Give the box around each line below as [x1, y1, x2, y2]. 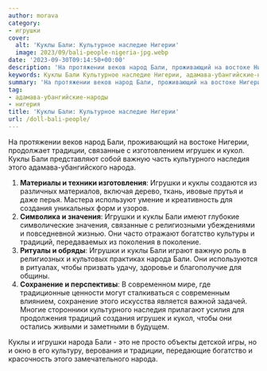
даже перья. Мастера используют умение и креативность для [19, 194, 233, 204]
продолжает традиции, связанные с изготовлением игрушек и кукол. [8, 145, 245, 155]
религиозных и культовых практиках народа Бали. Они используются [19, 254, 258, 264]
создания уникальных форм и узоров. [19, 203, 149, 213]
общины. [19, 271, 50, 280]
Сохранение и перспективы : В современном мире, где [19, 279, 211, 289]
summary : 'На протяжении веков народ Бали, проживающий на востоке [8, 78, 237, 86]
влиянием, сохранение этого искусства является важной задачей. [19, 296, 248, 306]
